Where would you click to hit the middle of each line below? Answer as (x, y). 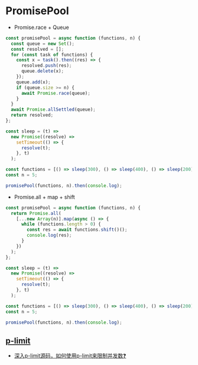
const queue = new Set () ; (43, 43)
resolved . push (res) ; (46, 66)
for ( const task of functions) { (52, 54)
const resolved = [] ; (38, 49)
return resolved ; (32, 115)
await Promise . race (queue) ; (56, 93)
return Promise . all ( (36, 213)
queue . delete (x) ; (43, 71)
